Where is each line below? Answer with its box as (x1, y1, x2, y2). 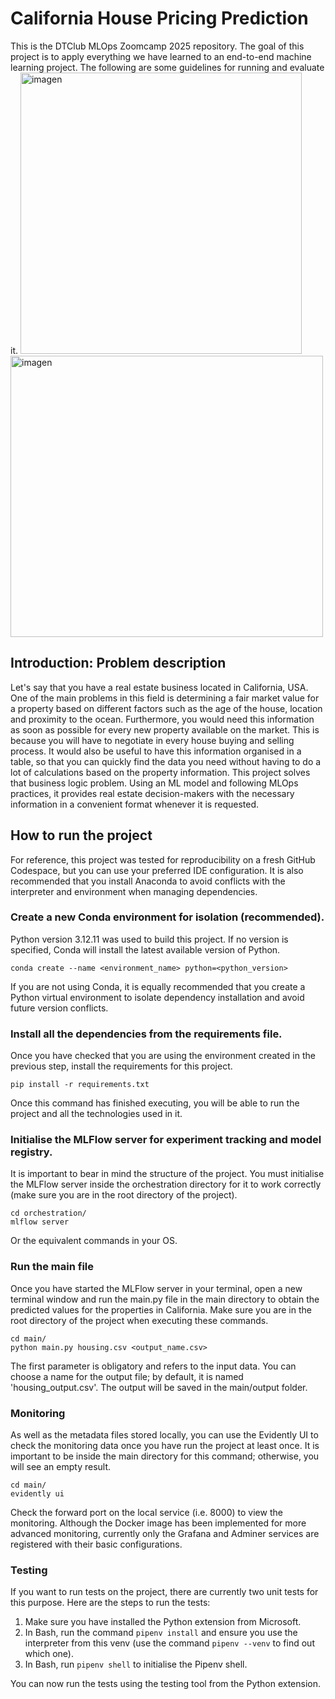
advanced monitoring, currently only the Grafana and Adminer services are (10, 1528, 320, 1540)
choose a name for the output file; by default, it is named (10, 1370, 244, 1382)
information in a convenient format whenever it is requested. (10, 798, 260, 810)
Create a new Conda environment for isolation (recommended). (10, 910, 325, 924)
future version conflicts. (10, 1002, 109, 1014)
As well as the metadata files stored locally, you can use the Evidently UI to (10, 1429, 319, 1441)
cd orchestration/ (10, 1208, 87, 1219)
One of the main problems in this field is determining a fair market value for (10, 692, 320, 704)
